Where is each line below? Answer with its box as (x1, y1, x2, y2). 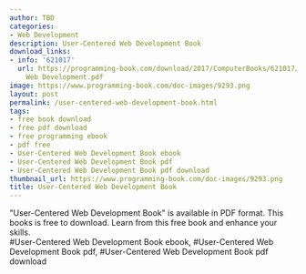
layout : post (9, 89, 59, 98)
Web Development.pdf (25, 73, 104, 82)
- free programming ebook (9, 132, 107, 141)
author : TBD (9, 13, 55, 23)
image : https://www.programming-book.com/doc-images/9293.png (9, 81, 250, 90)
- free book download (9, 115, 92, 124)
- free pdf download (9, 124, 88, 133)
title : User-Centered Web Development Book (9, 183, 178, 192)
